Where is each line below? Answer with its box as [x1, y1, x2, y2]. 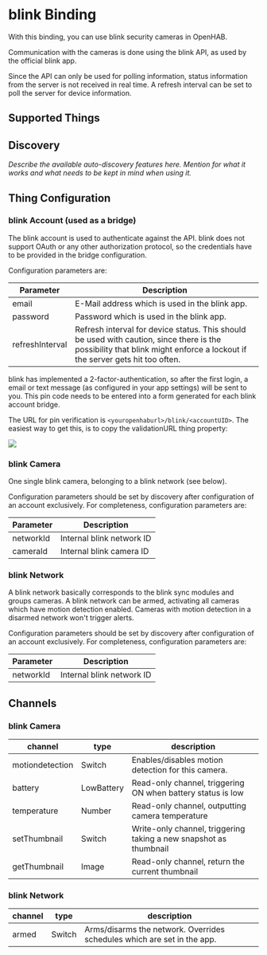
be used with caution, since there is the [75, 333, 221, 344]
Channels [8, 696, 57, 710]
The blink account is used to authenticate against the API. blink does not [8, 233, 245, 242]
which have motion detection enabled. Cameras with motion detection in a [8, 604, 252, 615]
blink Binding [8, 6, 97, 24]
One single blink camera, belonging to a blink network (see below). [8, 477, 227, 486]
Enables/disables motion [131, 755, 224, 766]
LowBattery [80, 783, 125, 794]
